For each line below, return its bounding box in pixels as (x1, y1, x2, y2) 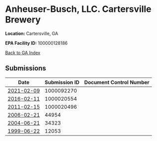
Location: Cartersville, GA (5, 30, 58, 36)
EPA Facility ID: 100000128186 (5, 40, 68, 46)
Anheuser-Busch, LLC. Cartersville (5, 3, 152, 15)
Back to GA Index (5, 50, 41, 56)
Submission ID (44, 78, 80, 85)
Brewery (5, 14, 41, 25)
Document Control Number (84, 78, 150, 85)
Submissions (5, 64, 46, 72)
